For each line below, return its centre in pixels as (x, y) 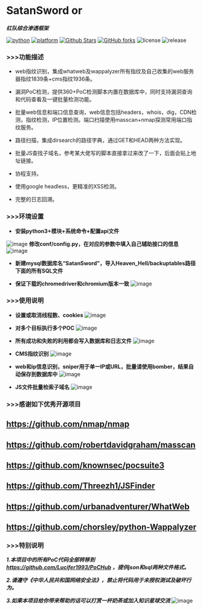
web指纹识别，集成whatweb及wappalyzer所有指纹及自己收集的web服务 (105, 71)
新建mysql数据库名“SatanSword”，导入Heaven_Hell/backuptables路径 (105, 263)
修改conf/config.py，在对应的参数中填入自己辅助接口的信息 (104, 244)
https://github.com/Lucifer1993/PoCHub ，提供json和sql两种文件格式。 (98, 568)
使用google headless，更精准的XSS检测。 (67, 187)
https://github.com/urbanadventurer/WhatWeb (98, 506)
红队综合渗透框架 (27, 28)
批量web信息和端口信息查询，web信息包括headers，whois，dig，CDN (103, 112)
